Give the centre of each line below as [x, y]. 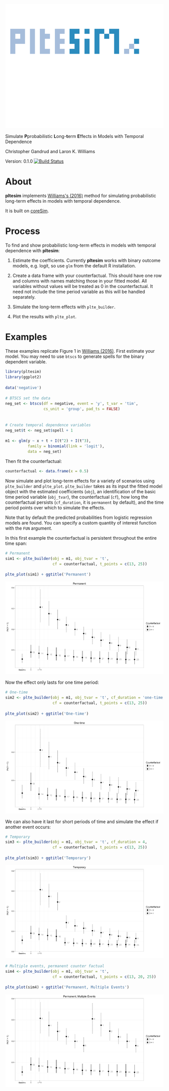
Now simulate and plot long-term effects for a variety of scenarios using [80, 481]
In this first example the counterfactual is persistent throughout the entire [81, 538]
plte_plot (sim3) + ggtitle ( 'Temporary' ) [48, 858]
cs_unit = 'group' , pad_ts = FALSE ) [82, 409]
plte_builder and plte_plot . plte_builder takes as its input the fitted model [84, 486]
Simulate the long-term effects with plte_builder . [64, 307]
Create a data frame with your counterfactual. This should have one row [87, 275]
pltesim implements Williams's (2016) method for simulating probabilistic [81, 196]
